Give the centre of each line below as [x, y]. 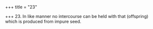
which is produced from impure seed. [43, 22]
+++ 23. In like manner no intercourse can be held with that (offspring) [77, 16]
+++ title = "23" [21, 7]
